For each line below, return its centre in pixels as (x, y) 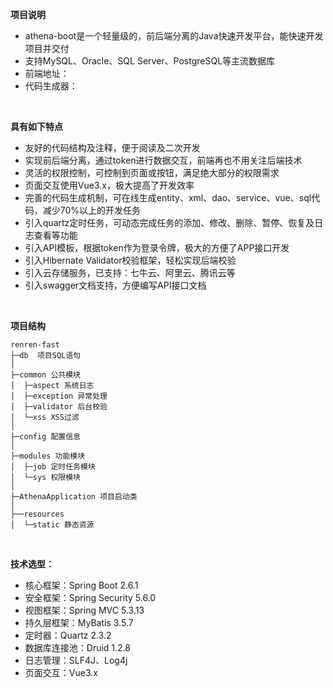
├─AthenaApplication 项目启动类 (74, 497)
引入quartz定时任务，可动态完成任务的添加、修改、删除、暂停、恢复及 (169, 222)
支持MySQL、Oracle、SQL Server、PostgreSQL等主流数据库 (150, 61)
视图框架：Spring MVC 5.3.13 (84, 610)
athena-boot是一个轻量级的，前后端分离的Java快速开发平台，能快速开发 (174, 36)
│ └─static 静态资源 (52, 525)
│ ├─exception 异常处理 (59, 396)
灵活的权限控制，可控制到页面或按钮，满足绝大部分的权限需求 (152, 172)
